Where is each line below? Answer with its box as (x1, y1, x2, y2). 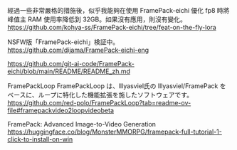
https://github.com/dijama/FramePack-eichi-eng (7, 45, 149, 54)
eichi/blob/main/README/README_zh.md (7, 67, 130, 75)
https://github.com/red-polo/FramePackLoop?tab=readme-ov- (7, 99, 191, 107)
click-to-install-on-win (7, 135, 73, 144)
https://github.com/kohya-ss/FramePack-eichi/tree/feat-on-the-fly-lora (7, 23, 217, 31)
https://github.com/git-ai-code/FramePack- (7, 60, 135, 68)
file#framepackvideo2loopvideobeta (7, 106, 115, 114)
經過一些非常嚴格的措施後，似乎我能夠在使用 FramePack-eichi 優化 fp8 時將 (7, 6, 230, 14)
